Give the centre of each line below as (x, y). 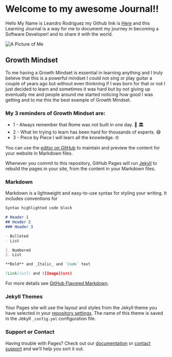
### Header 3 (19, 227)
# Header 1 (17, 217)
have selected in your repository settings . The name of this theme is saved (84, 313)
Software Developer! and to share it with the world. (59, 34)
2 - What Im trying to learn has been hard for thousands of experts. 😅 (87, 132)
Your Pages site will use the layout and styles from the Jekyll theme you (81, 308)
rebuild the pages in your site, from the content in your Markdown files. (80, 169)
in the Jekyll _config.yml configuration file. (51, 318)
